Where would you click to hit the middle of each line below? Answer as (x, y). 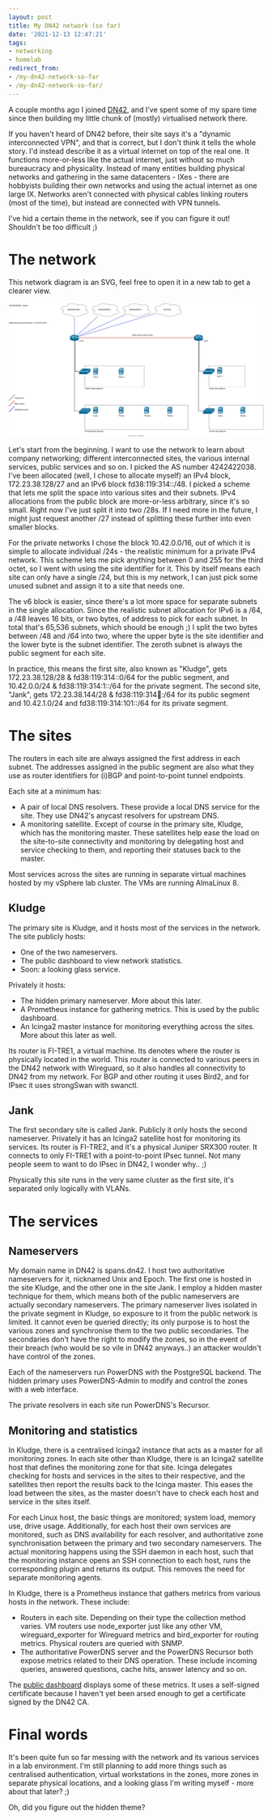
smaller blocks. (34, 527)
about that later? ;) (39, 1792)
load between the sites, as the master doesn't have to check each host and (134, 1493)
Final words (48, 1735)
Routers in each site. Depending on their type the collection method (133, 1618)
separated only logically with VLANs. (70, 1189)
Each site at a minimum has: (55, 791)
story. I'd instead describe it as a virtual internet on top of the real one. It (129, 151)
